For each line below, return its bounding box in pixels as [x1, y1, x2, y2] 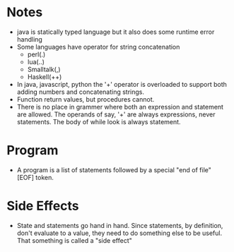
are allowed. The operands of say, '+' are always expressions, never [16, 110, 216, 119]
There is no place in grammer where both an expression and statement [16, 102, 224, 111]
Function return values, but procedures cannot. [16, 95, 155, 103]
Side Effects [6, 198, 79, 214]
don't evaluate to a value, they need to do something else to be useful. [16, 229, 223, 237]
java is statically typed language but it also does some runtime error [16, 28, 215, 36]
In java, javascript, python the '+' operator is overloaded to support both [16, 80, 228, 88]
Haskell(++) [27, 72, 62, 81]
